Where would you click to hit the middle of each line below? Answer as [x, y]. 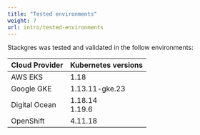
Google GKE [31, 89]
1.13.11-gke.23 [98, 89]
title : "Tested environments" [52, 14]
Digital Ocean [34, 105]
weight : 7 [22, 21]
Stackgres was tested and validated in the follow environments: [101, 48]
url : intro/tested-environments [55, 27]
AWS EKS [27, 77]
